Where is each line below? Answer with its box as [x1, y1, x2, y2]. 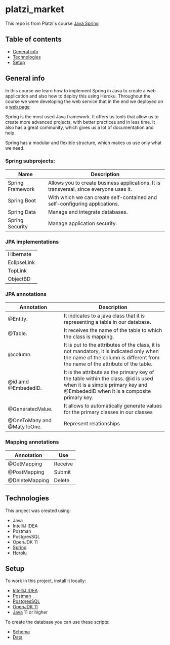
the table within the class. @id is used [64, 375, 153, 382]
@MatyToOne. [8, 423, 42, 430]
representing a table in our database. [64, 319, 151, 326]
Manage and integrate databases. [48, 208, 128, 215]
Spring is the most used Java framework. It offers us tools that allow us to [5, 113, 159, 120]
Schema [12, 629, 30, 635]
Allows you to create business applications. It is [48, 179, 161, 186]
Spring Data [8, 208, 36, 215]
